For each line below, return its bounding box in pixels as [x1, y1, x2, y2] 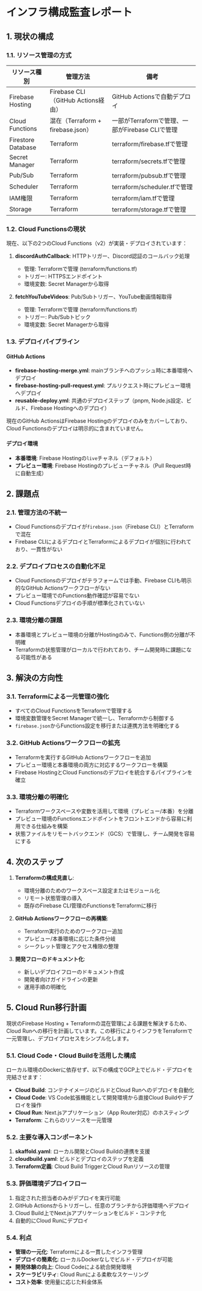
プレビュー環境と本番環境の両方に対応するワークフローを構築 [14, 761, 168, 768]
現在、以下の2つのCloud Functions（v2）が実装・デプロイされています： [6, 240, 188, 247]
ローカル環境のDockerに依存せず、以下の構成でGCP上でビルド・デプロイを [6, 1066, 193, 1073]
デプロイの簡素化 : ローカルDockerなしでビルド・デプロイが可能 [14, 1255, 173, 1263]
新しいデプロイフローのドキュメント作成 [23, 968, 124, 975]
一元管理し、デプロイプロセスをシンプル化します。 [6, 1034, 132, 1042]
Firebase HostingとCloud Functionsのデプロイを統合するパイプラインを [14, 768, 192, 776]
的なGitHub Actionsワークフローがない [14, 585, 111, 592]
